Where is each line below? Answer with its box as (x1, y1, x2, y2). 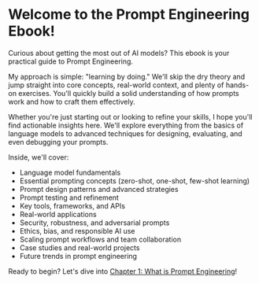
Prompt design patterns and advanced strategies (19, 184, 179, 194)
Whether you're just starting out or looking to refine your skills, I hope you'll (8, 112, 253, 121)
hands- (225, 80, 250, 90)
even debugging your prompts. (8, 137, 109, 146)
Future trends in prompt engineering (19, 251, 138, 260)
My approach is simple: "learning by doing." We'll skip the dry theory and (8, 72, 246, 81)
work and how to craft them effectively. (8, 97, 135, 106)
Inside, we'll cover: (8, 152, 69, 162)
